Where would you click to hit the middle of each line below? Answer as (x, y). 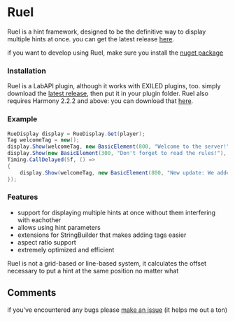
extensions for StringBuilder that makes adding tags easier (102, 235)
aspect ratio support (47, 242)
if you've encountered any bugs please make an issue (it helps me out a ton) (117, 310)
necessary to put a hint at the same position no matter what (93, 271)
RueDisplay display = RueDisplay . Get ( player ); (76, 134)
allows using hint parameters (59, 227)
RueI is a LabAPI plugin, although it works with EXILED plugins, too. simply (114, 86)
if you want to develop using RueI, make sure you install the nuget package (115, 53)
